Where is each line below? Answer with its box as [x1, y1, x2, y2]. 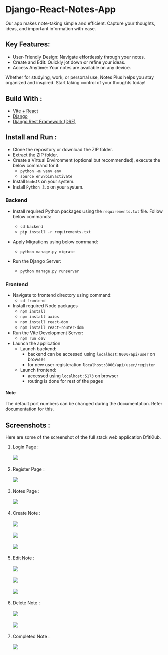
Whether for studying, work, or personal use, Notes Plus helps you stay [5, 74, 154, 80]
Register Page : [12, 466, 45, 472]
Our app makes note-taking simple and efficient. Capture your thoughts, [5, 20, 156, 26]
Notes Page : [12, 488, 40, 494]
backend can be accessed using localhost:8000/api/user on [27, 351, 155, 357]
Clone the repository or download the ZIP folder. [12, 147, 113, 153]
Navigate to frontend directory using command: [12, 292, 112, 298]
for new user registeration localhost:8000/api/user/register [27, 361, 156, 367]
